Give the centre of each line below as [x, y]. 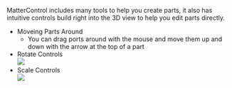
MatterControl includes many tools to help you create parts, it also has [110, 10]
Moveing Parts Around [50, 32]
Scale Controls [38, 70]
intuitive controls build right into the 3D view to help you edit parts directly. [116, 18]
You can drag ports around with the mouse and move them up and [125, 39]
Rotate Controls [40, 54]
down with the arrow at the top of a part [86, 46]
